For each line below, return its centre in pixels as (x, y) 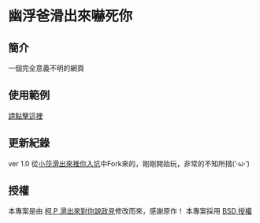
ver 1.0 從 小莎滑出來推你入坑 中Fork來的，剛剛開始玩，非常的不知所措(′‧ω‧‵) (129, 163)
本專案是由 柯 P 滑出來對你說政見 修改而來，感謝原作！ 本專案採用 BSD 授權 (130, 211)
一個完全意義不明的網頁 (46, 68)
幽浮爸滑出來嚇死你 (71, 16)
